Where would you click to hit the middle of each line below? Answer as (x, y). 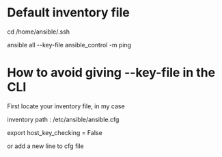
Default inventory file (68, 13)
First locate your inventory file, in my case (66, 106)
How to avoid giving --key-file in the (111, 73)
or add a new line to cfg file (45, 146)
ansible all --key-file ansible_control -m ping (69, 45)
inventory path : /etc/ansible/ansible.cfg (63, 119)
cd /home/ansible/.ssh (39, 32)
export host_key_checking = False (55, 132)
